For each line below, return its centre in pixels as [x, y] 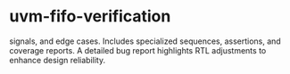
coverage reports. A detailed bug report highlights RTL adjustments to [138, 50]
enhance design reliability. [57, 60]
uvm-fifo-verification [90, 16]
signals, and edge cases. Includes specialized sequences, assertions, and [145, 41]
